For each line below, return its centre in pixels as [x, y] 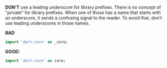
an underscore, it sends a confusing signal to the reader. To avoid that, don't [83, 18]
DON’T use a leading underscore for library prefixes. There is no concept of [83, 7]
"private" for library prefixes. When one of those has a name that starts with [83, 12]
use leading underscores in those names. [48, 23]
